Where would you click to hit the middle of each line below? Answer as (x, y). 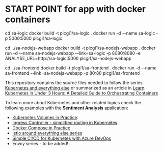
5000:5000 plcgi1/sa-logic (36, 38)
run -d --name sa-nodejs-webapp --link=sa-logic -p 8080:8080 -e (73, 53)
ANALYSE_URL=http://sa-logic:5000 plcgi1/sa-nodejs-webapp (68, 58)
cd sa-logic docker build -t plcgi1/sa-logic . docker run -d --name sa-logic (80, 33)
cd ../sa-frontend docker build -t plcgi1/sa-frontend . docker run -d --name (81, 68)
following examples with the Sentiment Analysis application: (67, 108)
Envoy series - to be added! (40, 143)
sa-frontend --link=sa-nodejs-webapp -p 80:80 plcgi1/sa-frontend (72, 73)
